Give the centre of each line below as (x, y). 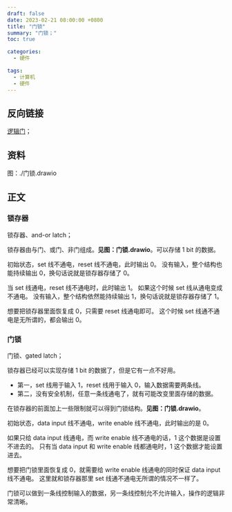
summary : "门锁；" (32, 33)
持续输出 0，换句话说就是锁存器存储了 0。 (73, 273)
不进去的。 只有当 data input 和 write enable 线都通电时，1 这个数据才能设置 (115, 446)
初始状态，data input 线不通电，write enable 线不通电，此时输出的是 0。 (110, 423)
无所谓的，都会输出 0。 (52, 320)
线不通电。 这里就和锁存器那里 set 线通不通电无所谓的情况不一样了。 (105, 479)
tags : (15, 71)
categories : (24, 52)
